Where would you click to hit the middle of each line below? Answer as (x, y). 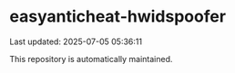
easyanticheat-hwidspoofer (117, 17)
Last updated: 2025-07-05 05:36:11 (76, 41)
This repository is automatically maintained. (91, 59)
